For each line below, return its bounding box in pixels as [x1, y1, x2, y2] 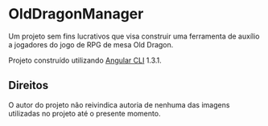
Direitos [8, 79, 49, 92]
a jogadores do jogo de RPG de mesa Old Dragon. [8, 39, 174, 49]
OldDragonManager [8, 5, 144, 23]
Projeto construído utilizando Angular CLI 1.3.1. [8, 55, 163, 65]
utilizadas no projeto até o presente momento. [8, 108, 161, 118]
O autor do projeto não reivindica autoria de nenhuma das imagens [8, 100, 230, 109]
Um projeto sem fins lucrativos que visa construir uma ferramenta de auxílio [8, 31, 260, 41]
